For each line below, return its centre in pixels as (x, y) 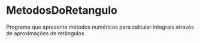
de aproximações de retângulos (45, 33)
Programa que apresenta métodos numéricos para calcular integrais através (100, 27)
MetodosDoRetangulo (62, 10)
